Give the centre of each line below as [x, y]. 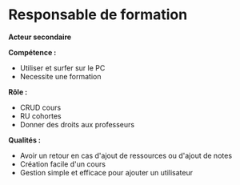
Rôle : [18, 92]
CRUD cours [40, 107]
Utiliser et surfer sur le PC [62, 68]
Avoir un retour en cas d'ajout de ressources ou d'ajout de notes [126, 155]
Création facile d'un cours [63, 164]
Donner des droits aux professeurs [77, 124]
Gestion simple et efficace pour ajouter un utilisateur [106, 172]
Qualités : [25, 140]
